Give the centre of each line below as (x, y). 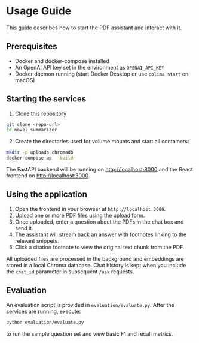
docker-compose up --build (40, 158)
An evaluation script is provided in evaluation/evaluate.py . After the (91, 305)
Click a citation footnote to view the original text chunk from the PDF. (99, 247)
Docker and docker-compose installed (62, 61)
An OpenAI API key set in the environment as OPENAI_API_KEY (89, 67)
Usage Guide (39, 11)
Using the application (47, 195)
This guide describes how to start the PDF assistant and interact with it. (94, 28)
